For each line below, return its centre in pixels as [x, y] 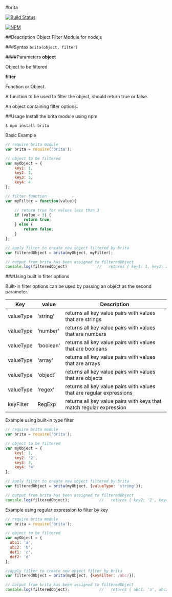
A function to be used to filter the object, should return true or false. [77, 96]
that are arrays [83, 363]
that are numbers [86, 334]
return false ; [39, 229]
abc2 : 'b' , [21, 547]
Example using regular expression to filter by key [57, 510]
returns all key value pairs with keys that [113, 401]
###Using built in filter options [37, 277]
